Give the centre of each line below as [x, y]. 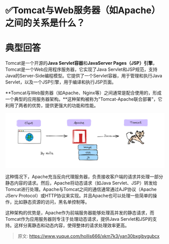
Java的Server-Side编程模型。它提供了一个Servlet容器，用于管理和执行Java [84, 76]
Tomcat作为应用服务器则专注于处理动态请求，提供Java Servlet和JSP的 [79, 219]
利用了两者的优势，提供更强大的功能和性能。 [52, 106]
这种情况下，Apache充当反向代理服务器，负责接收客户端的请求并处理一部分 [84, 177]
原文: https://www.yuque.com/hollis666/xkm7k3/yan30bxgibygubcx [89, 236]
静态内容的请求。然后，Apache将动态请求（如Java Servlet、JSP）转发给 [81, 183]
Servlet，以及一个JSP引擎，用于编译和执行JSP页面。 [61, 82]
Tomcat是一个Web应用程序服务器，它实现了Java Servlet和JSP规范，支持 [81, 69]
